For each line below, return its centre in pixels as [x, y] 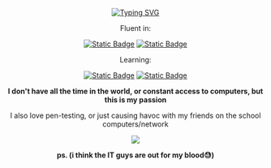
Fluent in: [135, 28]
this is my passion [135, 100]
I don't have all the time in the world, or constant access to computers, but [135, 91]
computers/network [135, 124]
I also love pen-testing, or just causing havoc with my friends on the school [135, 115]
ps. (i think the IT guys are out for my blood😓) [135, 155]
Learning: [135, 60]
